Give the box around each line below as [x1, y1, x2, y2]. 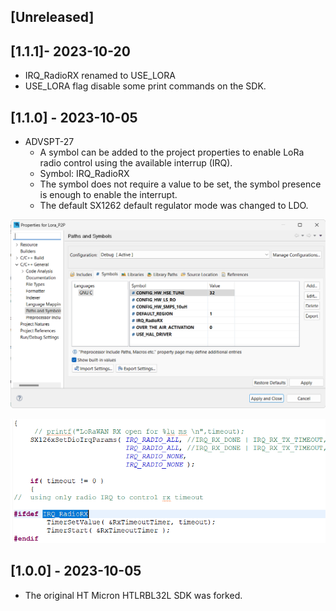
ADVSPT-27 [24, 136, 75, 148]
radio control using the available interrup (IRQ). [39, 157, 233, 169]
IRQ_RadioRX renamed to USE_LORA [24, 70, 176, 82]
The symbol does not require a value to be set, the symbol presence [39, 178, 322, 190]
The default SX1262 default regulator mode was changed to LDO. [39, 200, 309, 212]
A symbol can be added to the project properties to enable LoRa [39, 146, 305, 159]
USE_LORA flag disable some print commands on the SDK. [24, 80, 267, 92]
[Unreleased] [10, 9, 95, 26]
